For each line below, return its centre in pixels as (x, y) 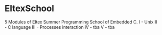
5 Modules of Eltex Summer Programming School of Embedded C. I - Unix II (81, 22)
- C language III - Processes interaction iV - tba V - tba (60, 27)
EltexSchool (29, 9)
